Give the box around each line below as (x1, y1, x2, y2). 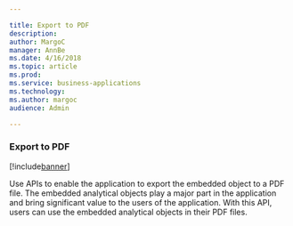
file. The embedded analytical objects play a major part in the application (9, 188, 277, 198)
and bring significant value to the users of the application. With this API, (9, 197, 273, 207)
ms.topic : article (9, 62, 77, 71)
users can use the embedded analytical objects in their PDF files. (9, 206, 248, 217)
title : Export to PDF (9, 20, 90, 29)
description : (9, 28, 58, 38)
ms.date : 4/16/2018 (9, 54, 82, 63)
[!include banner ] (9, 161, 70, 172)
